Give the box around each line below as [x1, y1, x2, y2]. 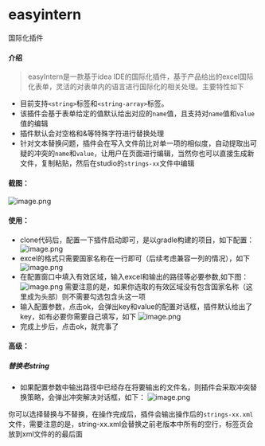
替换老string [8, 361, 50, 370]
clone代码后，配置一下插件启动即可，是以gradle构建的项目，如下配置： [19, 235, 255, 245]
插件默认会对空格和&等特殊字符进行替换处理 [19, 129, 165, 139]
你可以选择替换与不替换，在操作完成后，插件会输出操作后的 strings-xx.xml [8, 409, 254, 419]
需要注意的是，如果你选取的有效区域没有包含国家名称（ [64, 281, 247, 291]
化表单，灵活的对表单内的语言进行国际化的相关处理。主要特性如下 [27, 82, 244, 92]
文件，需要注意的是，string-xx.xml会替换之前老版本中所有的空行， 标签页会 [8, 420, 254, 429]
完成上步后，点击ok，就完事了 [19, 321, 119, 331]
